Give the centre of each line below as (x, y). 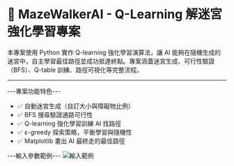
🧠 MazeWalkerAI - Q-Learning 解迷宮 (115, 14)
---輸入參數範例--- (34, 156)
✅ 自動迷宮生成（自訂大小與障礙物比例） (76, 106)
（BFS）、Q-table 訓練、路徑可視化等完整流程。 (75, 70)
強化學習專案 (44, 32)
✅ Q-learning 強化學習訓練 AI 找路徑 (69, 123)
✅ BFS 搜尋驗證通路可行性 (55, 114)
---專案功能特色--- (34, 91)
